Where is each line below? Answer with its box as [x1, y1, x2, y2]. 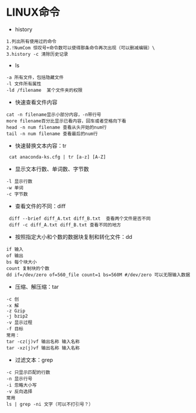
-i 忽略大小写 [6, 382, 37, 388]
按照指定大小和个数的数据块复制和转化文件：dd [14, 233, 132, 240]
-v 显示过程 [6, 319, 33, 325]
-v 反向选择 [6, 388, 33, 394]
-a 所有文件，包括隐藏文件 [6, 74, 64, 80]
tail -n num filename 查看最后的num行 [6, 130, 98, 137]
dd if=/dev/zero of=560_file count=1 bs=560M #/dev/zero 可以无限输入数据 [6, 271, 191, 278]
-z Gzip [6, 307, 26, 314]
